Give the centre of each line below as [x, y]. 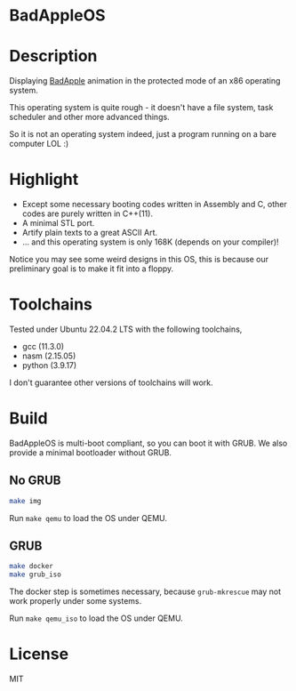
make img [25, 501]
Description [53, 56]
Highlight [44, 180]
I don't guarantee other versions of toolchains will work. [111, 382]
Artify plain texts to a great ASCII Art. [90, 233]
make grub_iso [36, 574]
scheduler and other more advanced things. [90, 117]
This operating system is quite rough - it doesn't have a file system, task [141, 108]
